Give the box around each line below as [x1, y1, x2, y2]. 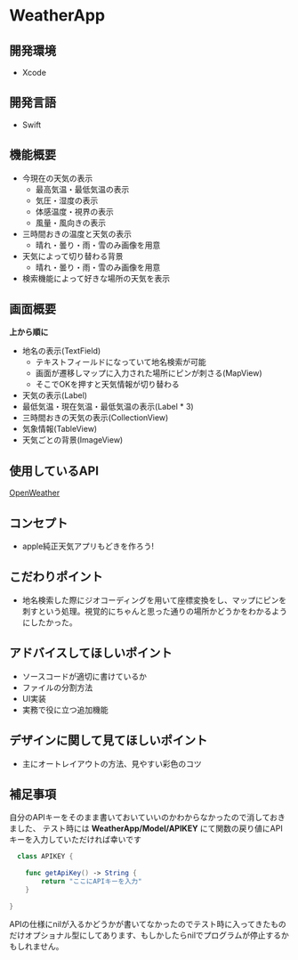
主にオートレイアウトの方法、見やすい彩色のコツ [21, 758, 202, 769]
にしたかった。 [21, 616, 77, 628]
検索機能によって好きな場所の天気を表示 [21, 273, 171, 283]
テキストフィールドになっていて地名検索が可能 [35, 357, 206, 368]
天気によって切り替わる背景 [21, 250, 124, 261]
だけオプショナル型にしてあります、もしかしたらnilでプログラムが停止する [9, 930, 282, 940]
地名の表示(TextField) [21, 346, 101, 356]
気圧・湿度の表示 [35, 195, 99, 206]
